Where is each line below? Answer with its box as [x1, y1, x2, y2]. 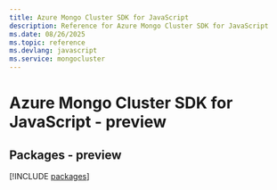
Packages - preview [9, 147, 122, 162]
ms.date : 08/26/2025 [9, 29, 86, 38]
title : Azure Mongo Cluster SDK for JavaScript [9, 12, 190, 22]
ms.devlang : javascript [9, 46, 98, 55]
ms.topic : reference [9, 37, 86, 47]
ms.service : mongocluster [9, 54, 105, 63]
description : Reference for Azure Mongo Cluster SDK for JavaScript [9, 21, 269, 30]
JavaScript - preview [9, 112, 167, 132]
